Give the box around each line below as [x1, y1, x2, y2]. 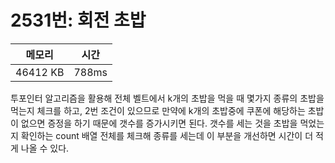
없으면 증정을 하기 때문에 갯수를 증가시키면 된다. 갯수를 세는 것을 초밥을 [20, 117, 298, 129]
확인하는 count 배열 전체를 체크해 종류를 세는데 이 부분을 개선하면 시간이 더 [20, 129, 314, 141]
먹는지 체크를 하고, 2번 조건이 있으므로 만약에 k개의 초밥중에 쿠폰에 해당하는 [10, 104, 306, 116]
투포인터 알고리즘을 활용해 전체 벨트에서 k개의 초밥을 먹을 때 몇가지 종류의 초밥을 [10, 92, 325, 104]
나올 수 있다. [20, 142, 70, 154]
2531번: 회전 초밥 [10, 9, 147, 32]
